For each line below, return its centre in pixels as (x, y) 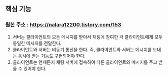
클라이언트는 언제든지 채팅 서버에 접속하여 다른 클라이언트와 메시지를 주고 (85, 62)
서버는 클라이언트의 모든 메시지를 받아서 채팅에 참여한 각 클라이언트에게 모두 (88, 36)
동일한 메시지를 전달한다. (37, 43)
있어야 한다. (35, 68)
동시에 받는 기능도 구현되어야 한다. (52, 56)
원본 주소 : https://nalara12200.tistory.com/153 (63, 25)
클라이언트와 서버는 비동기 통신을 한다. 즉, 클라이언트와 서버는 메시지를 (82, 49)
